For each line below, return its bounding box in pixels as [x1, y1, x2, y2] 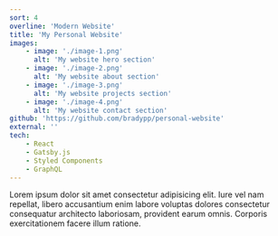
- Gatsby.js [25, 147, 71, 156]
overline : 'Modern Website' [9, 22, 116, 31]
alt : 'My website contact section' [33, 106, 168, 115]
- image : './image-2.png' [25, 64, 124, 73]
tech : [9, 131, 30, 140]
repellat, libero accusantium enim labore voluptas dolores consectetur [9, 199, 270, 210]
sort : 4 [9, 13, 39, 23]
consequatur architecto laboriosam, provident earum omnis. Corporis [9, 209, 268, 220]
